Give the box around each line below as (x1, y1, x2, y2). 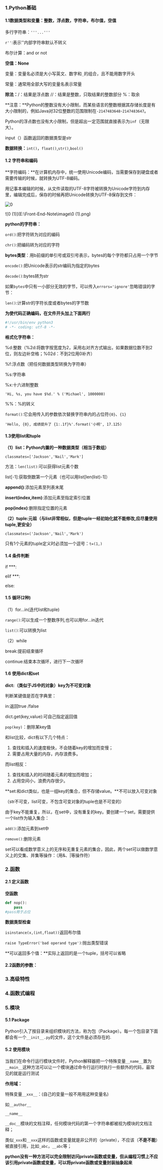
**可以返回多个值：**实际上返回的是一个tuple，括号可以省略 (5, 950, 127, 956)
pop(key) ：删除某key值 (5, 724, 51, 730)
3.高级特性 (5, 976, 30, 983)
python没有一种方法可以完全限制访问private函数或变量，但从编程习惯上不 (5, 1153, 154, 1160)
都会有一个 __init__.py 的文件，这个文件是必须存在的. (5, 1035, 111, 1040)
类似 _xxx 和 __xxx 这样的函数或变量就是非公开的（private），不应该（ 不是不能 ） (5, 1137, 158, 1143)
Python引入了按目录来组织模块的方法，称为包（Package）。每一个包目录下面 (5, 1028, 158, 1034)
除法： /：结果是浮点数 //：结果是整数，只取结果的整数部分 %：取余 (5, 91, 140, 97)
